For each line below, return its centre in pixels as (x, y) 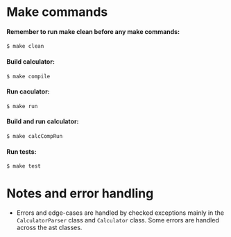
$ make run (22, 106)
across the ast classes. (49, 228)
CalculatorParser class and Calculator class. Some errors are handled (118, 220)
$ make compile (28, 76)
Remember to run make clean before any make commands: (93, 31)
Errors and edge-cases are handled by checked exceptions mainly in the (120, 213)
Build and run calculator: (43, 121)
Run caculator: (28, 91)
